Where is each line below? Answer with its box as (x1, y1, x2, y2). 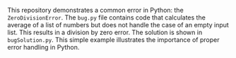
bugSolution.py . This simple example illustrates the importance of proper (7, 36, 220, 44)
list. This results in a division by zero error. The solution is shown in (7, 28, 203, 36)
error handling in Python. (7, 43, 80, 51)
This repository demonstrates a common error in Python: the (7, 6, 184, 14)
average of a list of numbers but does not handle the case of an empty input (7, 21, 230, 29)
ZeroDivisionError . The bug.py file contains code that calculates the (7, 13, 206, 22)
